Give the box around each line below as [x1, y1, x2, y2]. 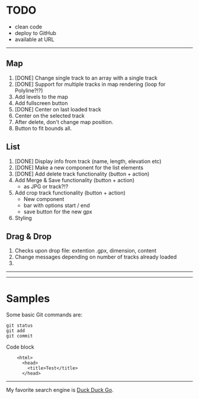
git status [6, 323, 33, 329]
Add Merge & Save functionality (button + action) [14, 176, 135, 184]
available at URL [14, 36, 54, 43]
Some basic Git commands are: [6, 311, 83, 318]
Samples [6, 292, 50, 305]
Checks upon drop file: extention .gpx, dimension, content [14, 247, 157, 254]
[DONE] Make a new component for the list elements [14, 164, 144, 171]
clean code [14, 23, 43, 30]
